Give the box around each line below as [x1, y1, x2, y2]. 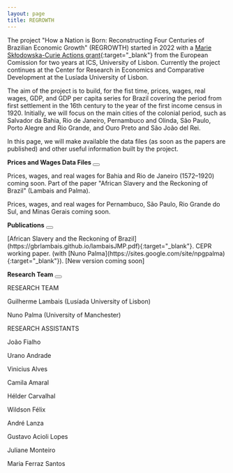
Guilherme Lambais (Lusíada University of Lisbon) [7, 297, 151, 306]
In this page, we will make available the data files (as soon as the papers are [7, 137, 226, 145]
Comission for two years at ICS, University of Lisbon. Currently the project [7, 58, 220, 66]
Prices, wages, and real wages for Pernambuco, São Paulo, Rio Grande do [7, 200, 220, 208]
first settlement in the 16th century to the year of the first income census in [7, 101, 222, 110]
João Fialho [7, 338, 41, 346]
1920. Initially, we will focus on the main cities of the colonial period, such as [7, 109, 227, 117]
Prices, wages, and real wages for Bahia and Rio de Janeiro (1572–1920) [7, 172, 215, 180]
